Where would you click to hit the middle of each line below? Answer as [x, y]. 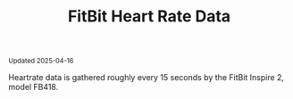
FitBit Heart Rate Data [149, 16]
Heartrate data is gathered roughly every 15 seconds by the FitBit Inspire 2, [146, 78]
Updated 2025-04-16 [41, 61]
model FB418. [33, 87]
